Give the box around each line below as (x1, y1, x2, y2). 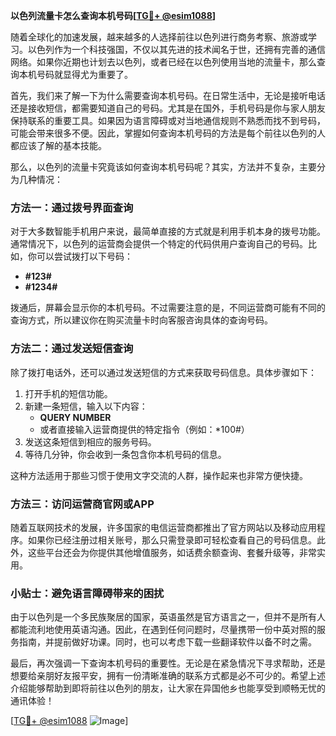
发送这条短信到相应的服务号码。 (24, 435, 157, 448)
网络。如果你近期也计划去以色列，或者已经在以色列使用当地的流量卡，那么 (10, 56, 317, 68)
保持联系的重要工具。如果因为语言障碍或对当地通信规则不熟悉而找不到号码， (10, 115, 326, 126)
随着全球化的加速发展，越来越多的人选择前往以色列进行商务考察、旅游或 (10, 31, 308, 43)
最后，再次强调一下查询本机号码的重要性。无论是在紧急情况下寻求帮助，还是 (10, 657, 326, 669)
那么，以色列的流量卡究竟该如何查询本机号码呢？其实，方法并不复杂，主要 (10, 161, 317, 173)
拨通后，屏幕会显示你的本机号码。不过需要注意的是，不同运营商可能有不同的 (10, 302, 326, 314)
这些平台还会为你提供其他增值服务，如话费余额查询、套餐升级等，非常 (27, 546, 317, 558)
